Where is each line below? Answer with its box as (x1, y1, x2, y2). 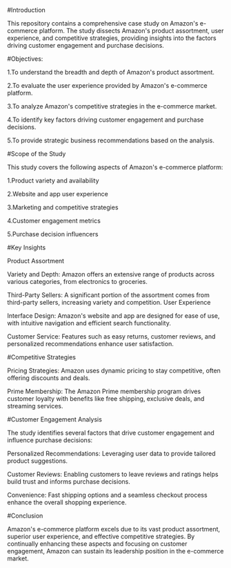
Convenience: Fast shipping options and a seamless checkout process (7, 491, 208, 499)
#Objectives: (7, 55, 43, 63)
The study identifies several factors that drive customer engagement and (7, 428, 215, 437)
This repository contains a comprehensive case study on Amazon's (7, 19, 199, 27)
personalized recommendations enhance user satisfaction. (7, 340, 174, 348)
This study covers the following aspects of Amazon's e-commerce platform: (7, 163, 223, 171)
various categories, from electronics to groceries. (7, 278, 148, 285)
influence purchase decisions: (7, 436, 93, 444)
